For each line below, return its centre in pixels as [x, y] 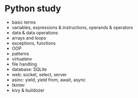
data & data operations [35, 33]
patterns [20, 53]
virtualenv [22, 59]
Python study [33, 9]
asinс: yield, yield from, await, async [49, 80]
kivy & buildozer [28, 90]
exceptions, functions [34, 43]
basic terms [24, 22]
